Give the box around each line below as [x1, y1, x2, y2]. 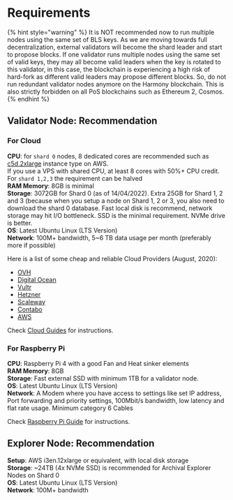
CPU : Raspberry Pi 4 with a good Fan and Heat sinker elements [7, 359, 190, 367]
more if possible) [7, 241, 56, 249]
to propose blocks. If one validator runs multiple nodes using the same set [7, 50, 220, 59]
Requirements [7, 5, 91, 21]
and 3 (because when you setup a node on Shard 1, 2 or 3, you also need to [7, 196, 225, 205]
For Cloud [7, 136, 41, 146]
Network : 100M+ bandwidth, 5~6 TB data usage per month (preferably [7, 233, 211, 242]
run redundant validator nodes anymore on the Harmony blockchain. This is [7, 80, 225, 88]
